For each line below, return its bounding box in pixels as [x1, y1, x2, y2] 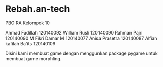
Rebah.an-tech [5, 3, 70, 15]
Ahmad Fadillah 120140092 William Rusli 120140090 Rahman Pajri [5, 29, 143, 36]
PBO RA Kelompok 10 [5, 20, 50, 26]
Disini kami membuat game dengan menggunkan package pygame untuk [5, 50, 158, 56]
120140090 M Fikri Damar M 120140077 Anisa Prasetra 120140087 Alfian [5, 35, 157, 41]
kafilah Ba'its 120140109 [5, 40, 56, 46]
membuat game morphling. [5, 55, 62, 61]
